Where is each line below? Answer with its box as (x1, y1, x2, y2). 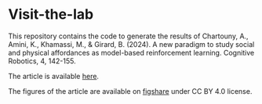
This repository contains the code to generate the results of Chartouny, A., (8, 31, 249, 41)
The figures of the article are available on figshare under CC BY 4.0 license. (8, 86, 253, 95)
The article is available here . (8, 71, 100, 81)
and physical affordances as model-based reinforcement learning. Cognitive (8, 48, 255, 57)
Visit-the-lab (8, 5, 94, 23)
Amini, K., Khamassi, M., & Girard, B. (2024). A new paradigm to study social (8, 39, 255, 48)
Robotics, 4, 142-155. (8, 56, 76, 66)
